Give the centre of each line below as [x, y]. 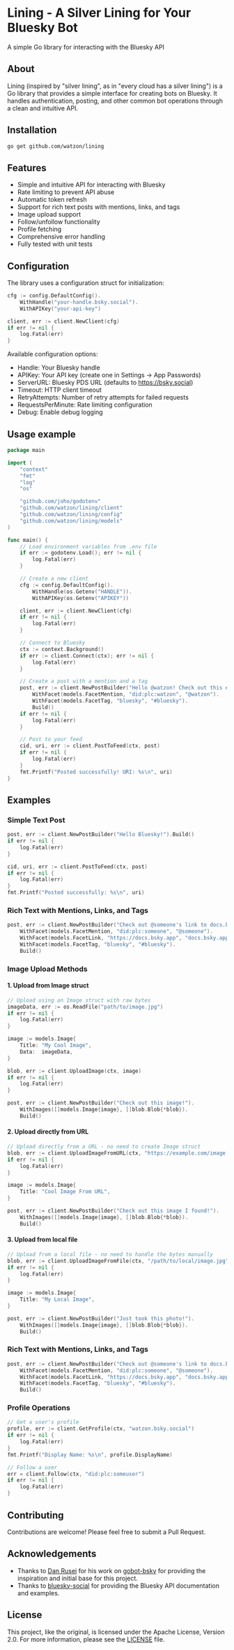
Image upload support [49, 214]
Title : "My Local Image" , [57, 1300]
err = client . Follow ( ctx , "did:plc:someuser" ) [76, 1474]
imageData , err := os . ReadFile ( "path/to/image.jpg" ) [85, 1007]
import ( [20, 462]
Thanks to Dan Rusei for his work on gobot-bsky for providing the [111, 1570]
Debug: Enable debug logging [60, 412]
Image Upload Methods [48, 969]
